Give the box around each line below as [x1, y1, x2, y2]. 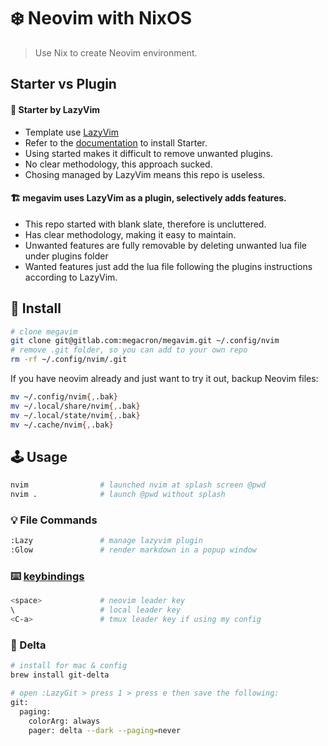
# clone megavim [10, 326, 78, 337]
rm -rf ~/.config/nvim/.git [10, 355, 128, 365]
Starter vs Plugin [10, 76, 117, 93]
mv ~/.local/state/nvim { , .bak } [10, 410, 141, 420]
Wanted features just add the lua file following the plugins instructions [24, 260, 313, 272]
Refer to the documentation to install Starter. [24, 136, 208, 149]
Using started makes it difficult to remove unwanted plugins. [24, 147, 273, 159]
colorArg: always [28, 716, 101, 726]
